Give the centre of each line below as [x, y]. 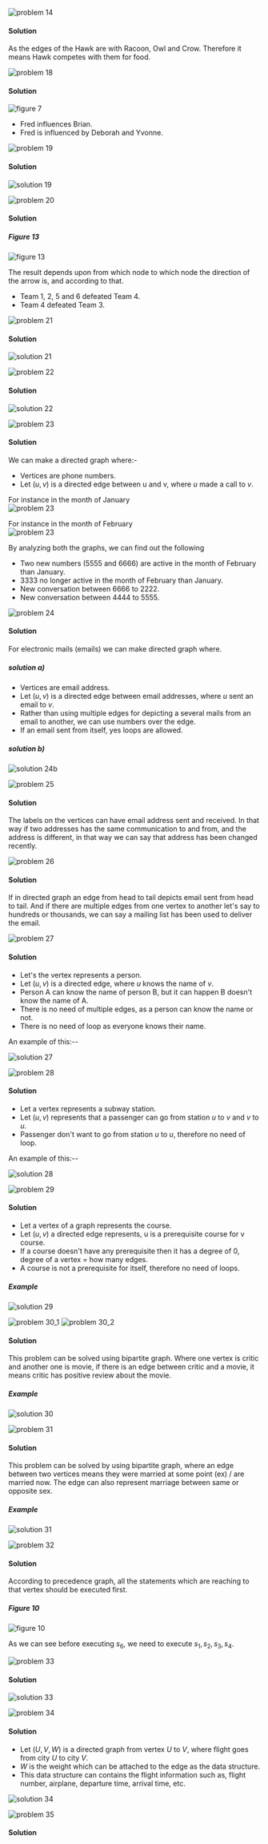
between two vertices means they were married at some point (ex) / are [126, 1474]
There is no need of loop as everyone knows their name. [113, 1026]
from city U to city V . [54, 1757]
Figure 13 [24, 236]
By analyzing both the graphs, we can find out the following [106, 547]
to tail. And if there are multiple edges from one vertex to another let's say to [134, 906]
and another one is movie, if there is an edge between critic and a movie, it [131, 1367]
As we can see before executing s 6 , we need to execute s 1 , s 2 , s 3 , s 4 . [121, 1645]
